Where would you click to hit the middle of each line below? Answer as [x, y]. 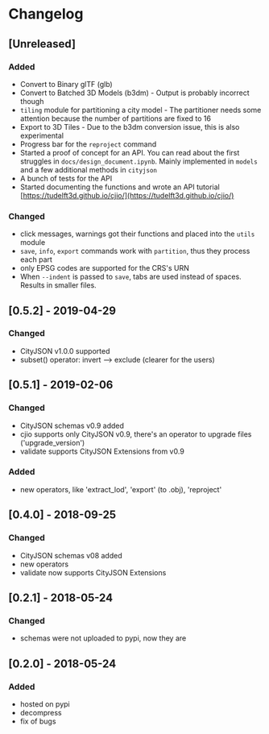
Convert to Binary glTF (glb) [66, 84]
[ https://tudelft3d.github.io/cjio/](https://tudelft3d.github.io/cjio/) [127, 195]
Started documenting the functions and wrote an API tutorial [120, 187]
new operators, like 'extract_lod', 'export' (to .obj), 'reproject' [121, 489]
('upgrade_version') [52, 442]
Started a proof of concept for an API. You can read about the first [130, 152]
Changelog [46, 14]
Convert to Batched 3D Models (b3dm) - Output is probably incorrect [134, 93]
